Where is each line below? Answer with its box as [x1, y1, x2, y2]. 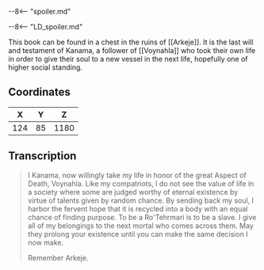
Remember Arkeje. [27, 253, 89, 262]
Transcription [8, 150, 77, 163]
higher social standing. [8, 63, 83, 72]
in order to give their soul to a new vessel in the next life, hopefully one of [8, 55, 248, 63]
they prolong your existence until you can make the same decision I [27, 229, 248, 238]
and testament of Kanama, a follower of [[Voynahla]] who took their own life [8, 46, 256, 55]
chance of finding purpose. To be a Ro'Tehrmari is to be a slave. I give [27, 212, 257, 222]
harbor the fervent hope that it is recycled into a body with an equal [27, 203, 248, 213]
